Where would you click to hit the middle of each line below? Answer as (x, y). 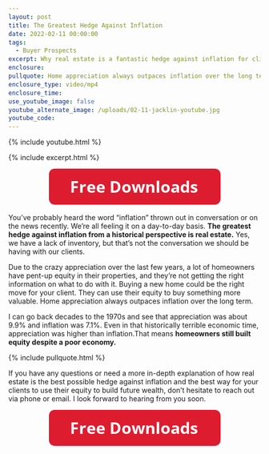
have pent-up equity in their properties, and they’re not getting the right (126, 275)
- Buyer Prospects (46, 51)
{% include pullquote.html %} (57, 358)
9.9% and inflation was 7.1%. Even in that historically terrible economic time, (133, 325)
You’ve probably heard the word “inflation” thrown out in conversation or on (133, 218)
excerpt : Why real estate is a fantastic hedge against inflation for (128, 59)
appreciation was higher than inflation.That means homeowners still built (130, 334)
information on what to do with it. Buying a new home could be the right (126, 284)
